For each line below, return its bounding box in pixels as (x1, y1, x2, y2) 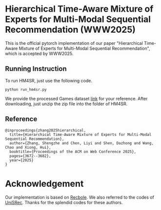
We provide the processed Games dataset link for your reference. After (5, 95, 148, 101)
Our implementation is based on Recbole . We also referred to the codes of (5, 194, 155, 200)
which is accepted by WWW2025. (5, 50, 74, 57)
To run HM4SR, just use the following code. (5, 77, 93, 83)
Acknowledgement (5, 178, 84, 189)
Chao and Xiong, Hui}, (5, 145, 51, 150)
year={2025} (9, 157, 34, 163)
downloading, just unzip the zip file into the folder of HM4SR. (5, 101, 128, 107)
